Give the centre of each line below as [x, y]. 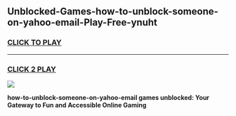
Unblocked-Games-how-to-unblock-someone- [113, 12]
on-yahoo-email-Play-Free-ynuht [83, 23]
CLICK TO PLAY [34, 43]
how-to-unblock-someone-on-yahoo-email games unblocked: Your [108, 97]
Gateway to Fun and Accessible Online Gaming [77, 105]
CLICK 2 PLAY [32, 69]
